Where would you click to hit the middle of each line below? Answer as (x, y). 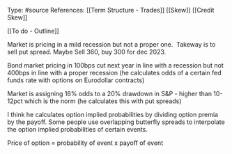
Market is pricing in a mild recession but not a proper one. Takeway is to (111, 44)
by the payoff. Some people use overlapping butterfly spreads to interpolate (116, 122)
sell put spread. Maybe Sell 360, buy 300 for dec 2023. (87, 52)
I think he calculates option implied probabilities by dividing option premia (113, 115)
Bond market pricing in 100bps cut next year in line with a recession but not (116, 65)
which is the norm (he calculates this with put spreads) (103, 101)
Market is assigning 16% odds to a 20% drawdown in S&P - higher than (110, 94)
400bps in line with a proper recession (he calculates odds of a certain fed (114, 73)
